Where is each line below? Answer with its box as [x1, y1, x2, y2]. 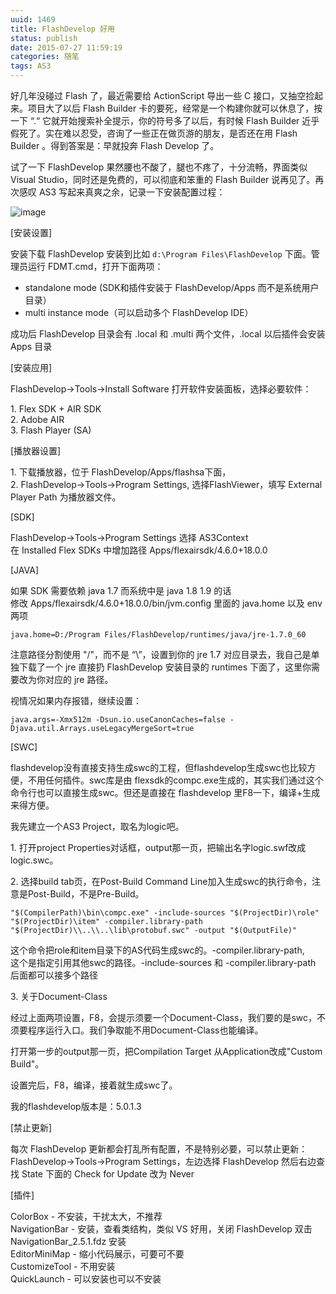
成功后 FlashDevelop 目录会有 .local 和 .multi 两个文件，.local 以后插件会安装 [10, 328, 326, 340]
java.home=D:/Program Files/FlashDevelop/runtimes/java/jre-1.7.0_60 [10, 630, 307, 640]
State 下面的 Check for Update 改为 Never [21, 1168, 195, 1180]
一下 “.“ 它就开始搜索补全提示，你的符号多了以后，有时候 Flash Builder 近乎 [10, 115, 320, 126]
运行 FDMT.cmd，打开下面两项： [27, 261, 164, 272]
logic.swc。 [10, 854, 59, 866]
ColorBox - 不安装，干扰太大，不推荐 [10, 1211, 163, 1222]
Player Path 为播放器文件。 [10, 491, 122, 503]
